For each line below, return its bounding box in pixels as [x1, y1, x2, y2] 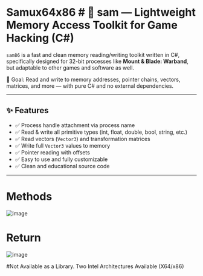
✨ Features [6, 105, 49, 116]
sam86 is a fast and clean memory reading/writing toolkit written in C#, [6, 51, 180, 58]
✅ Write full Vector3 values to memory [14, 142, 111, 149]
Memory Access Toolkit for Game [6, 18, 178, 32]
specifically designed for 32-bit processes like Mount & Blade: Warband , [6, 57, 188, 65]
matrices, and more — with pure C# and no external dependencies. [6, 82, 174, 90]
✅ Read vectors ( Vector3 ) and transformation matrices [14, 135, 150, 142]
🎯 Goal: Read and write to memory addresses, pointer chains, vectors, [6, 76, 181, 83]
